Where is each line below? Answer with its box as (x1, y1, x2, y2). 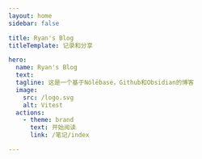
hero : (8, 56, 27, 65)
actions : (15, 108, 45, 117)
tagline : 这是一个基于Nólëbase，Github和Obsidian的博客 (15, 78, 195, 86)
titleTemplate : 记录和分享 (8, 41, 93, 49)
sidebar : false (8, 19, 60, 27)
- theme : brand (23, 116, 74, 124)
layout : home (8, 11, 53, 20)
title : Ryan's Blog (8, 34, 74, 42)
